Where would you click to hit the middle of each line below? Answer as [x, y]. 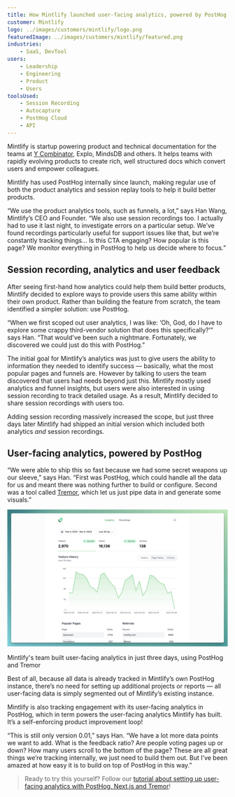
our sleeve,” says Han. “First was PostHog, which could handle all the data [114, 478]
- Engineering [40, 73]
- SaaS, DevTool [44, 52]
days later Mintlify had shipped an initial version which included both [106, 424]
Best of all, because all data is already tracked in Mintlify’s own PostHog [111, 679]
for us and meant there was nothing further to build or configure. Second [112, 485]
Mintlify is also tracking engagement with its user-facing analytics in [106, 707]
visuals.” [19, 500]
